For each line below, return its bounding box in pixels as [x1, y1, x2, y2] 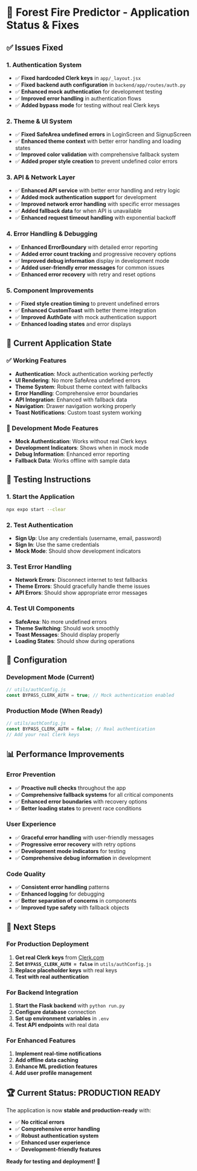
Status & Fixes [6, 18, 80, 32]
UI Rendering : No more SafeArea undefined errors [15, 377, 141, 384]
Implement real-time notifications [15, 1050, 102, 1057]
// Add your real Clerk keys [6, 731, 80, 737]
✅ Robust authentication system [15, 1132, 98, 1140]
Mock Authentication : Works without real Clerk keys [15, 438, 147, 445]
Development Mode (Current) [6, 673, 95, 681]
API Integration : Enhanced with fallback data [15, 396, 128, 403]
